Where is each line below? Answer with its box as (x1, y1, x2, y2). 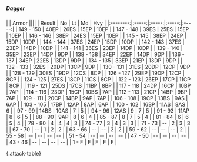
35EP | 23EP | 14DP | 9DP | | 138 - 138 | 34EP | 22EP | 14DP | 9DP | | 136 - (6, 51, 185, 58)
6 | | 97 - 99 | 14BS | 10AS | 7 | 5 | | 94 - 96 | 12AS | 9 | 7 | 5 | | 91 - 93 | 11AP (6, 107, 190, 114)
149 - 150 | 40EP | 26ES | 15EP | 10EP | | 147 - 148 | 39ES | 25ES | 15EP (18, 25, 189, 32)
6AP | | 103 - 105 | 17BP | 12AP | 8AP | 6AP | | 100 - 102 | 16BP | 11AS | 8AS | (6, 101, 189, 108)
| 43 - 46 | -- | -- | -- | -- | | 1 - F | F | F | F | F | (6, 138, 118, 146)
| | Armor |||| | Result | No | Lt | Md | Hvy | (6, 19, 106, 27)
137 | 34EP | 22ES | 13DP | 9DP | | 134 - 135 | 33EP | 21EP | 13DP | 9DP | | (6, 57, 183, 64)
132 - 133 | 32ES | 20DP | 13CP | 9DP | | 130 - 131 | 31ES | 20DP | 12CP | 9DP (6, 63, 191, 70)
